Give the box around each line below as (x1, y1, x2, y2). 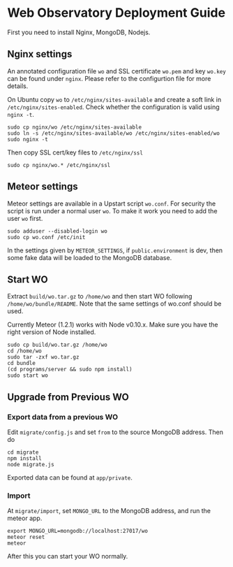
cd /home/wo (7, 347, 42, 354)
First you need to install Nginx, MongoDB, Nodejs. (7, 28, 151, 36)
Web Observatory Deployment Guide (7, 5, 225, 21)
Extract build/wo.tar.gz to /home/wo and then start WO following (7, 292, 193, 301)
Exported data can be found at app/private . (7, 473, 133, 482)
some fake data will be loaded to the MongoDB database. (7, 253, 172, 261)
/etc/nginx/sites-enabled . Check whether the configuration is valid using (7, 103, 220, 111)
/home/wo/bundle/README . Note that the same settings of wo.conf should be (7, 299, 222, 308)
